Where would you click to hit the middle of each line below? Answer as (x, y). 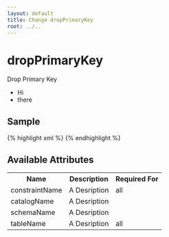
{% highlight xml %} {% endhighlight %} (64, 138)
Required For (137, 179)
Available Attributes (50, 160)
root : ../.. (24, 26)
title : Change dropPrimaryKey (50, 20)
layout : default (30, 13)
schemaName (33, 212)
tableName (28, 223)
